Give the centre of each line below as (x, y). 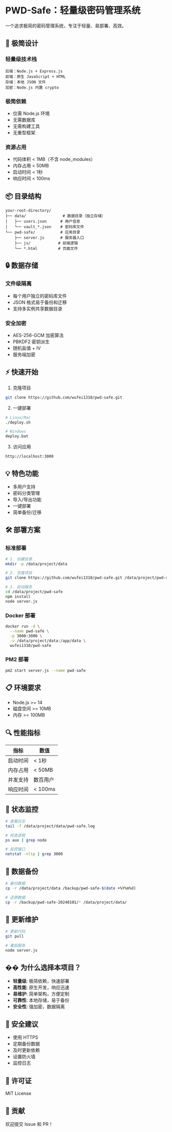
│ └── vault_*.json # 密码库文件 (45, 227)
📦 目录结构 (24, 196)
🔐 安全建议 (22, 1024)
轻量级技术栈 (21, 59)
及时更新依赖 (26, 1050)
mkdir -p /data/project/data (36, 564)
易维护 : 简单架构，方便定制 (41, 994)
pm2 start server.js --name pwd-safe (46, 670)
